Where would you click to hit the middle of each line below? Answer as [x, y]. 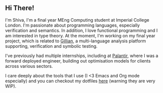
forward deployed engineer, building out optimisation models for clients [78, 61]
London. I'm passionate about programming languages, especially [73, 25]
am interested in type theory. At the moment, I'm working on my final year [80, 35]
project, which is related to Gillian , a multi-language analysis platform [76, 41]
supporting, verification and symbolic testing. [51, 46]
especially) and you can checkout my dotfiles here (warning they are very [80, 81]
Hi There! [20, 8]
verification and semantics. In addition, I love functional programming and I [81, 30]
